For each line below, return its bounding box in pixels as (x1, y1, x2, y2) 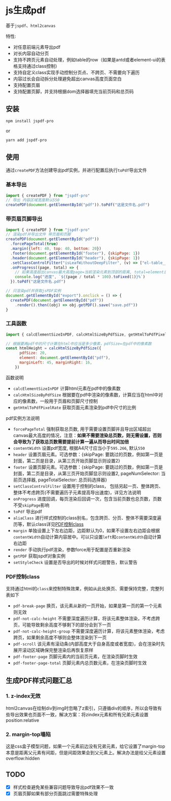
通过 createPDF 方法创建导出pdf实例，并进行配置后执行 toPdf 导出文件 (6, 167, 147, 173)
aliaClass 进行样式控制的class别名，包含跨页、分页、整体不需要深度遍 (13, 515, 162, 521)
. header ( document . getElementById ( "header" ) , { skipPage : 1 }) (10, 255, 140, 260)
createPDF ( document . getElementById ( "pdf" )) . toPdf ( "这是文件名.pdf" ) (6, 203, 150, 208)
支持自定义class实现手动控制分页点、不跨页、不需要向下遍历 (13, 69, 140, 75)
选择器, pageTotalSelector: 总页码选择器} (22, 477, 107, 483)
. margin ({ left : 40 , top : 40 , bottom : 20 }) (10, 246, 101, 251)
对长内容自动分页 (13, 50, 49, 56)
